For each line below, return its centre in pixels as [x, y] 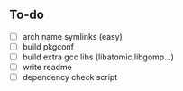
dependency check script [70, 77]
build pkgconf [48, 46]
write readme [47, 67]
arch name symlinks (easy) [73, 36]
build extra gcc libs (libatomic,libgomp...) [98, 57]
